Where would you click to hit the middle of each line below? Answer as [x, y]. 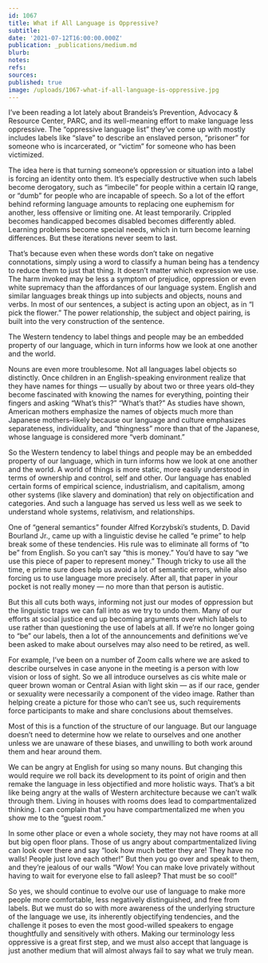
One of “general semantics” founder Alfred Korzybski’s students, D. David [129, 527]
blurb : [19, 53]
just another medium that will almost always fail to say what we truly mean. [131, 951]
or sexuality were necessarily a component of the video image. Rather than [132, 694]
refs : [17, 68]
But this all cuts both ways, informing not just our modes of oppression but [131, 602]
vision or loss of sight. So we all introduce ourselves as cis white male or [128, 677]
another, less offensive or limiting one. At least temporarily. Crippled [120, 213]
